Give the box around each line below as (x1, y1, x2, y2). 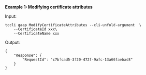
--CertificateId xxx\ (14, 27, 57, 32)
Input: (5, 13, 17, 19)
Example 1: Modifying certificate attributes (5, 4, 93, 10)
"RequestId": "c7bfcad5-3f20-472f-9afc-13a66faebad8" (22, 57, 133, 62)
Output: (5, 39, 20, 45)
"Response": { (14, 53, 42, 58)
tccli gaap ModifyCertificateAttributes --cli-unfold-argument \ (5, 23, 142, 27)
